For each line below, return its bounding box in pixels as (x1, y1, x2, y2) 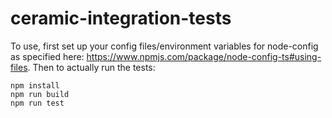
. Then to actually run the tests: (27, 61, 156, 73)
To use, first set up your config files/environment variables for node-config (10, 40, 319, 52)
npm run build (10, 89, 70, 99)
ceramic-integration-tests (10, 7, 232, 30)
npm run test (10, 98, 65, 108)
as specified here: (10, 50, 85, 62)
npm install (10, 80, 60, 91)
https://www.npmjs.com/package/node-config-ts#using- (86, 50, 322, 62)
